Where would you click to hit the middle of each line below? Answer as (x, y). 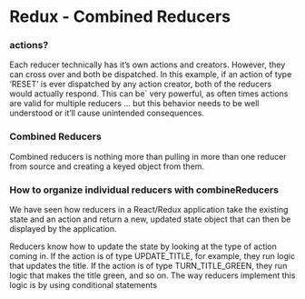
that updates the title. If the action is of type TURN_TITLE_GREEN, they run (148, 266)
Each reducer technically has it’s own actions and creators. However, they (148, 65)
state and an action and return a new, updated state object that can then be (150, 219)
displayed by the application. (63, 229)
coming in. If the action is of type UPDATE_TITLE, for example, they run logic (152, 256)
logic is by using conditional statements (83, 285)
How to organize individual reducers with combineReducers (144, 190)
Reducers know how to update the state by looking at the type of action (143, 246)
